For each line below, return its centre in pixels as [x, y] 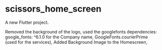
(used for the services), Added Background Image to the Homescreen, [76, 42]
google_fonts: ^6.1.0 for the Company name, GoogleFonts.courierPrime [77, 37]
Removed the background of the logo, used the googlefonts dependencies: [81, 32]
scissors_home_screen [53, 9]
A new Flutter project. [27, 22]
